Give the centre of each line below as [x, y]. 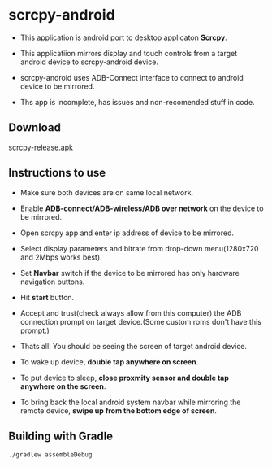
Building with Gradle [61, 436]
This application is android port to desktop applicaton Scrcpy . [123, 37]
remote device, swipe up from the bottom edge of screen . [119, 410]
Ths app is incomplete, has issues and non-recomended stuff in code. [137, 102]
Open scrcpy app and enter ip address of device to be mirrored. [127, 233]
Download [35, 128]
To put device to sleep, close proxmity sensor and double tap [125, 378]
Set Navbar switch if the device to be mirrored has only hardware [130, 273]
